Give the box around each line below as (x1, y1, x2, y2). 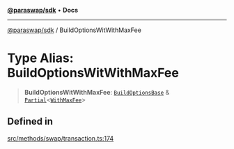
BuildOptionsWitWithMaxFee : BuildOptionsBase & (24, 88, 170, 96)
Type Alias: (7, 50, 75, 66)
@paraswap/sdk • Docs (7, 6, 79, 14)
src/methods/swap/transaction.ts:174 (7, 134, 114, 142)
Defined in (7, 116, 54, 127)
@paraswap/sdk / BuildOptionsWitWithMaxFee (7, 26, 141, 34)
